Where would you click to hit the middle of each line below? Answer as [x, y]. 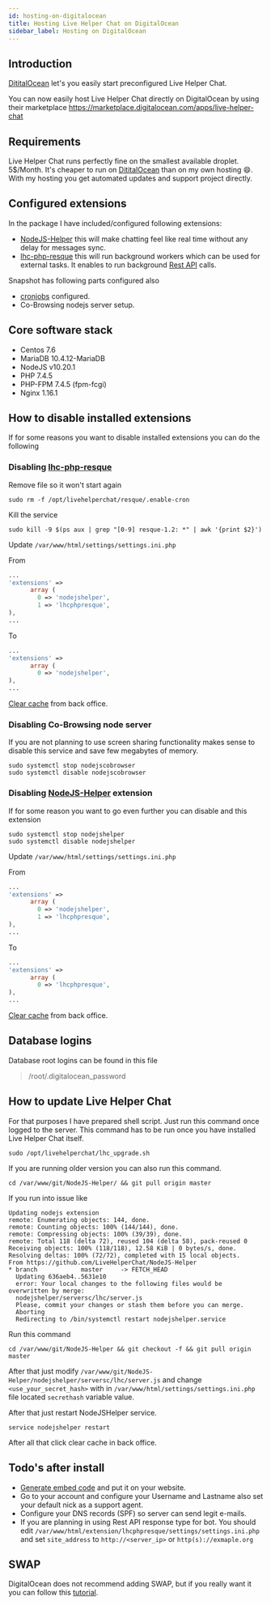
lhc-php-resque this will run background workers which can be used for [140, 256]
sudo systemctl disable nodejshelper [72, 841]
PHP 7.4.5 [36, 375]
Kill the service [33, 514]
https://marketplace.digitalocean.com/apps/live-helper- [161, 108]
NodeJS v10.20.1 [47, 367]
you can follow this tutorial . [53, 1593]
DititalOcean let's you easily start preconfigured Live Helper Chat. [118, 83]
